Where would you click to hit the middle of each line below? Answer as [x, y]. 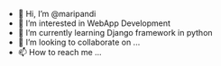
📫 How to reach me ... [60, 52]
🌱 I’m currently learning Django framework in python [115, 33]
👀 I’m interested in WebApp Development [94, 23]
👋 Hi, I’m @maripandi [57, 14]
